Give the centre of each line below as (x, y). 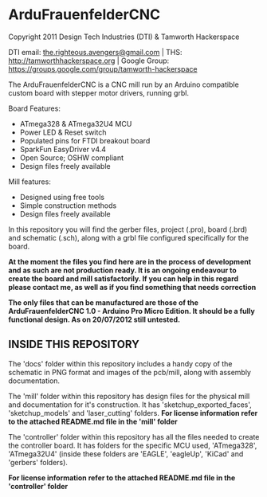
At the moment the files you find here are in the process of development (130, 261)
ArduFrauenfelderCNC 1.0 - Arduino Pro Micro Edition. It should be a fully (132, 311)
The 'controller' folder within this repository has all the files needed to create (134, 436)
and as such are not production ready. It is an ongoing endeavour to (122, 270)
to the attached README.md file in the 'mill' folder (93, 421)
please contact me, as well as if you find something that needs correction (132, 287)
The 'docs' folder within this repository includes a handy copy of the (120, 363)
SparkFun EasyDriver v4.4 (63, 149)
